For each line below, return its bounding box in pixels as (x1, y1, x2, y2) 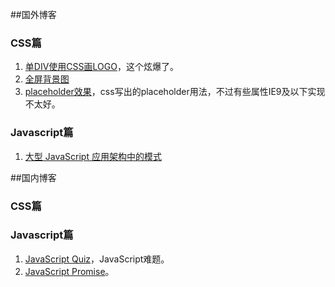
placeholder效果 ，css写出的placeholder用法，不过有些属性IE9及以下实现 (24, 86, 326, 98)
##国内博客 (10, 171, 57, 183)
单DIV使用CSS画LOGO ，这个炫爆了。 (24, 61, 179, 73)
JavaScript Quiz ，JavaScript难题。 (24, 253, 170, 265)
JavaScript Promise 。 (24, 265, 115, 277)
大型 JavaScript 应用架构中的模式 (24, 150, 162, 162)
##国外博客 (10, 9, 57, 20)
